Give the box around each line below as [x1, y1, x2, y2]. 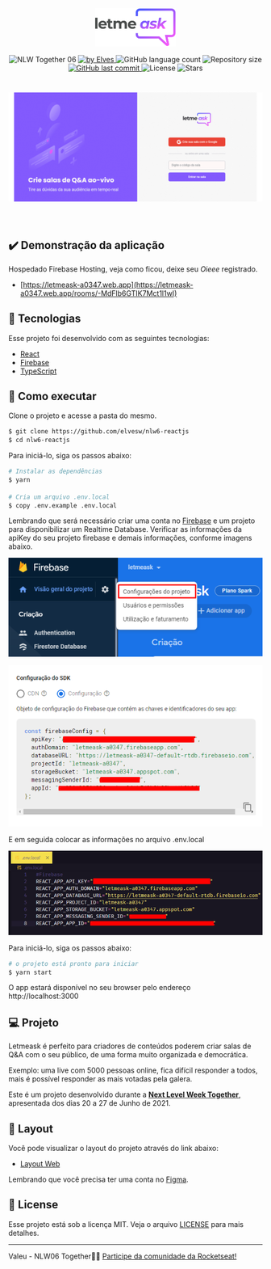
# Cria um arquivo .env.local [8, 493, 110, 501]
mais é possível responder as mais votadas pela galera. [8, 1074, 193, 1084]
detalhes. [8, 1228, 40, 1237]
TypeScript [19, 366, 57, 376]
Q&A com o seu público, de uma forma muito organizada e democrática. [8, 1050, 248, 1060]
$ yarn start [8, 968, 52, 976]
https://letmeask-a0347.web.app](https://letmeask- [23, 280, 194, 289]
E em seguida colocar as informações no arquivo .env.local [8, 834, 205, 844]
